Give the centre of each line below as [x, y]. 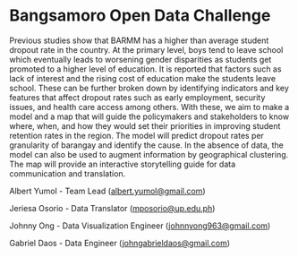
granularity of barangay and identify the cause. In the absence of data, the [146, 145]
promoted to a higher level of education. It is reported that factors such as [145, 69]
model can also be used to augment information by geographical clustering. [149, 154]
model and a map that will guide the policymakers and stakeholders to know [149, 116]
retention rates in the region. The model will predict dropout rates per [136, 135]
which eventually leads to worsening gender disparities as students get [140, 59]
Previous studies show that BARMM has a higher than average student [139, 40]
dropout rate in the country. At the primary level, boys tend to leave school [146, 49]
